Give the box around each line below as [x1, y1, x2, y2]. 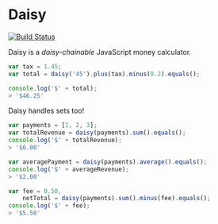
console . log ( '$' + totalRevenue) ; [8, 137, 123, 145]
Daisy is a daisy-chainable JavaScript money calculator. [8, 47, 192, 56]
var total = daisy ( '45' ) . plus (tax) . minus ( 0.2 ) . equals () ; [8, 70, 201, 78]
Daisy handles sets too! [8, 106, 85, 116]
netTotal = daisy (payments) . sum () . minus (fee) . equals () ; [22, 195, 212, 203]
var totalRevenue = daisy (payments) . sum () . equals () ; [8, 129, 186, 137]
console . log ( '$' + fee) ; [8, 202, 90, 210]
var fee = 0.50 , [8, 187, 62, 195]
